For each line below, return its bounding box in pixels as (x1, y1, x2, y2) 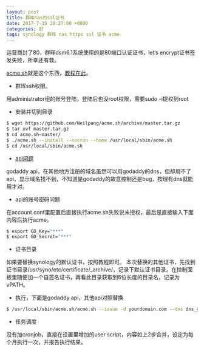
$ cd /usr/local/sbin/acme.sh (6, 143, 83, 149)
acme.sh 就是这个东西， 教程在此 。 (6, 69, 92, 77)
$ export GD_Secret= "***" (6, 234, 72, 240)
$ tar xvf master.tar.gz (6, 126, 69, 132)
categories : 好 (6, 26, 44, 32)
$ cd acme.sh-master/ (6, 131, 61, 137)
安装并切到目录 (15, 108, 53, 115)
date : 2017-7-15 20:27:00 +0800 (6, 20, 88, 26)
